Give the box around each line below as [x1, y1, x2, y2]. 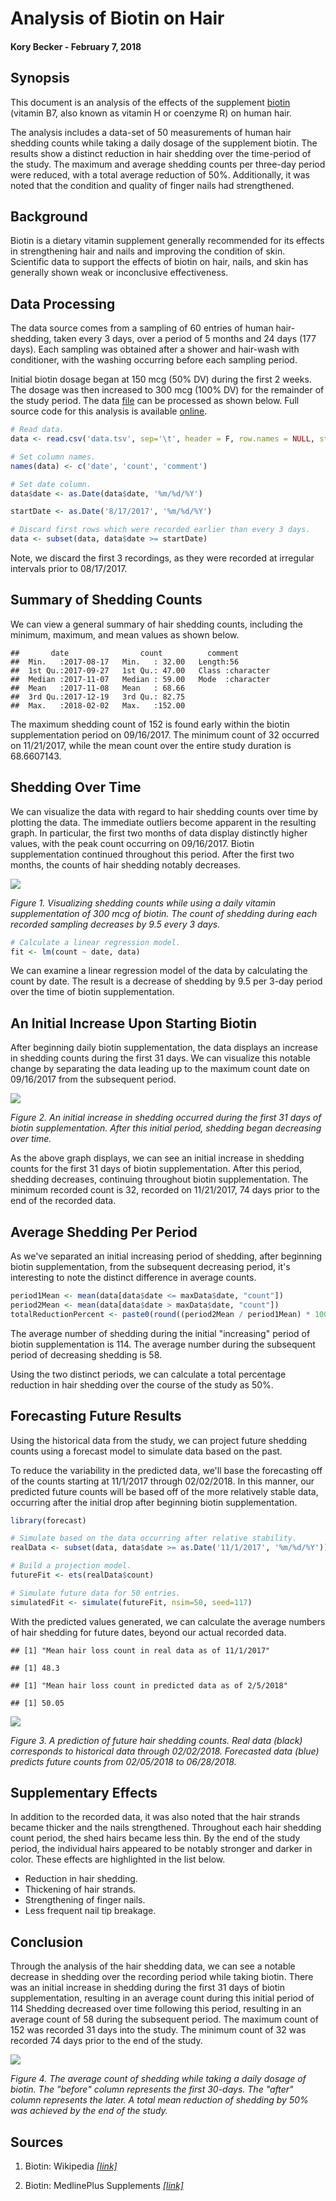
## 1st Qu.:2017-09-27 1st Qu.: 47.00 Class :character [10, 665, 271, 676]
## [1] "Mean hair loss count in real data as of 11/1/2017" [10, 1645, 271, 1656]
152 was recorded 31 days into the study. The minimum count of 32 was [10, 2024, 307, 2036]
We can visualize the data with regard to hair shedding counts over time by [10, 805, 319, 817]
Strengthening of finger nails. [24, 1894, 146, 1906]
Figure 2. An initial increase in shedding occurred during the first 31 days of [10, 1112, 322, 1124]
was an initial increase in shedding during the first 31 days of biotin [10, 1982, 286, 1994]
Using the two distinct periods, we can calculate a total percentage [10, 1368, 287, 1380]
